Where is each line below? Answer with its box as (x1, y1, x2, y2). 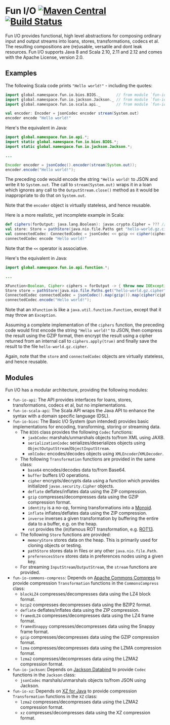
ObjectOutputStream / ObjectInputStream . (27, 445, 110, 451)
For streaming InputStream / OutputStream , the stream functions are (20, 564, 157, 570)
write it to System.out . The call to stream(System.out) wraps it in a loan (5, 182, 152, 188)
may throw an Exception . (5, 312, 57, 318)
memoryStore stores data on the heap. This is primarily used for (27, 537, 158, 543)
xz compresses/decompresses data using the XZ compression (20, 709, 151, 715)
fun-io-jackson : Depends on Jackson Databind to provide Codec (12, 666, 146, 672)
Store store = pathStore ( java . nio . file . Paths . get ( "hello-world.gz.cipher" (5, 288, 166, 293)
